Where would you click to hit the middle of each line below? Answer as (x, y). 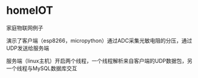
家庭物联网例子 (25, 28)
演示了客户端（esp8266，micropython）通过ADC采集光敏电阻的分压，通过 (99, 40)
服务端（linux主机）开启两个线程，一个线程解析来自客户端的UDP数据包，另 (99, 61)
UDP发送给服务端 (28, 48)
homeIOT (30, 10)
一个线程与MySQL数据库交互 (42, 68)
